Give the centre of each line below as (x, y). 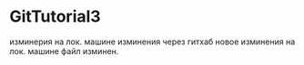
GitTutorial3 (56, 17)
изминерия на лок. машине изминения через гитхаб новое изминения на (152, 42)
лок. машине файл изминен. (64, 51)
